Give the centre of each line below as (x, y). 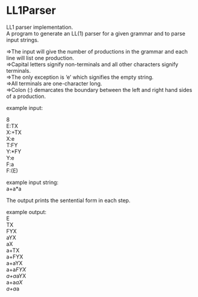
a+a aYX (16, 276)
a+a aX (14, 282)
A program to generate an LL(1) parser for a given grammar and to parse (96, 33)
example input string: (32, 182)
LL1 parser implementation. (40, 27)
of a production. (26, 96)
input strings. (23, 40)
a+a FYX (16, 269)
